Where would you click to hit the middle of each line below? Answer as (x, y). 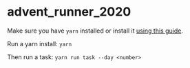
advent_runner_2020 (69, 12)
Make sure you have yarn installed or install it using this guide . (95, 31)
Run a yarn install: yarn (40, 44)
